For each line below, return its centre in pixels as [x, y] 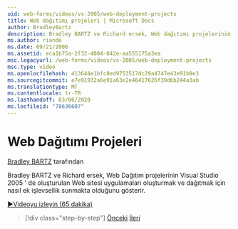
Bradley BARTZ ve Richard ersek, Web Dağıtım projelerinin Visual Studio [113, 175]
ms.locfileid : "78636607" [46, 107]
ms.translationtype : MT [43, 87]
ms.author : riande [35, 41]
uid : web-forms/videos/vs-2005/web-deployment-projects [92, 14]
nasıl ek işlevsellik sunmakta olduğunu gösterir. [77, 190]
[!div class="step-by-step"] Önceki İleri [82, 218]
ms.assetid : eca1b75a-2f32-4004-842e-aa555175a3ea [84, 54]
